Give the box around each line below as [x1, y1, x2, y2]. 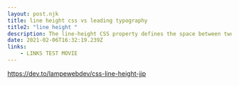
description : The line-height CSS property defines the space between [7, 30, 221, 38]
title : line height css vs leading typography [7, 17, 148, 24]
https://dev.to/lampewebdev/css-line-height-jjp [7, 69, 147, 78]
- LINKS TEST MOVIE [20, 50, 78, 57]
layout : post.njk [7, 10, 59, 18]
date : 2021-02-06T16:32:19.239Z [7, 37, 103, 44]
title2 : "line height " [7, 23, 78, 30]
